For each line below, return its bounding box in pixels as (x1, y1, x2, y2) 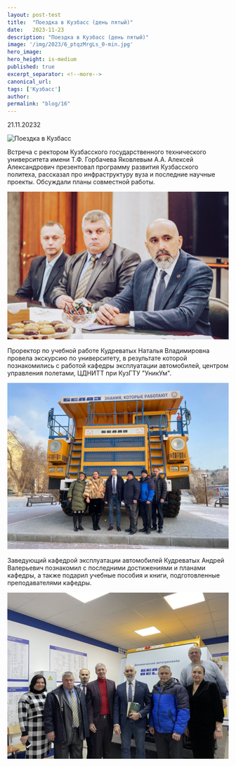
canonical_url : (7, 78, 52, 85)
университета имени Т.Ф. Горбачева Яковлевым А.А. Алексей (7, 155, 194, 164)
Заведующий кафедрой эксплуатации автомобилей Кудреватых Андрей (7, 556, 225, 565)
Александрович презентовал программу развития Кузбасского (7, 162, 199, 172)
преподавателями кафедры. (7, 579, 92, 587)
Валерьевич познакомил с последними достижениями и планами (7, 563, 206, 573)
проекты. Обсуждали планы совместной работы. (7, 178, 156, 186)
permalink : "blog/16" (7, 101, 71, 108)
